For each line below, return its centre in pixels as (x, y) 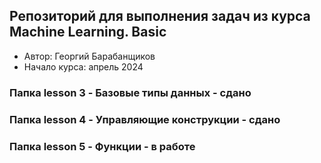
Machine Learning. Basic (88, 32)
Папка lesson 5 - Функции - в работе (102, 146)
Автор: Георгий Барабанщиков (89, 56)
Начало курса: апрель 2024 (83, 66)
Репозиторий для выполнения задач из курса (160, 16)
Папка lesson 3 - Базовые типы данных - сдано (130, 92)
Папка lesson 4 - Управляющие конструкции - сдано (145, 119)
